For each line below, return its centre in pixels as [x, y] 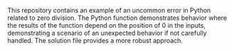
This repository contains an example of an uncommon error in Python [109, 10]
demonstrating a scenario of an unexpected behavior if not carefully [107, 33]
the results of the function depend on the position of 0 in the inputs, [107, 25]
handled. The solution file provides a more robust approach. [95, 41]
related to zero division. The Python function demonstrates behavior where [117, 18]
